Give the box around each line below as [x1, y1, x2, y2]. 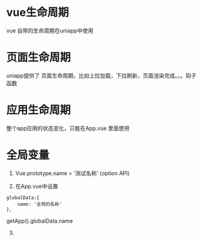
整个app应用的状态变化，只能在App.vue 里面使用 [6, 124, 130, 132]
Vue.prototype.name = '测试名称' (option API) [15, 169, 130, 177]
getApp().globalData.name [6, 217, 73, 225]
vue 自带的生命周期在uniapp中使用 [6, 27, 94, 34]
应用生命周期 [6, 103, 72, 117]
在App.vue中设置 [15, 182, 58, 190]
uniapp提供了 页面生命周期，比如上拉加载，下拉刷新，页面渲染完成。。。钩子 [6, 71, 197, 79]
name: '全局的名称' [17, 201, 62, 207]
